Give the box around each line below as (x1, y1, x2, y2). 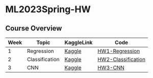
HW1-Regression (97, 47, 140, 55)
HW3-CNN (97, 64, 125, 71)
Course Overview (5, 24, 62, 33)
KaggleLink (64, 39, 93, 46)
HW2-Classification (97, 56, 146, 63)
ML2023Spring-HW (5, 4, 91, 15)
